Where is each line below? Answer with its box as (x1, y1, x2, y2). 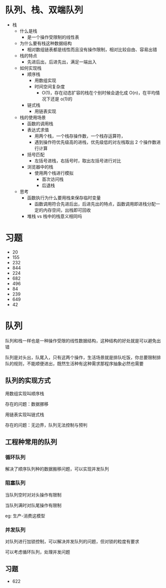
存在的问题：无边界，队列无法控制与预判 (5, 422, 87, 428)
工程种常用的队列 (5, 438, 57, 446)
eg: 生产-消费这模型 (5, 512, 45, 519)
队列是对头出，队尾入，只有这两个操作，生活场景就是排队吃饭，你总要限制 (5, 354, 157, 360)
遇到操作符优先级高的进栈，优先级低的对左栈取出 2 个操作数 (34, 139, 157, 145)
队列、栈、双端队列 (5, 4, 83, 16)
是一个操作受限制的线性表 (27, 34, 80, 40)
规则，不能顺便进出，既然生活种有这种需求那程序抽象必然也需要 (13, 360, 144, 366)
